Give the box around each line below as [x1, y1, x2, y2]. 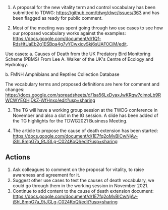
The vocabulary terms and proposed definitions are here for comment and [5, 81, 160, 87]
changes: [5, 87, 25, 93]
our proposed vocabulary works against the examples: [12, 30, 126, 36]
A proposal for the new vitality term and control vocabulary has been [12, 5, 156, 10]
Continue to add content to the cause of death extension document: [12, 188, 154, 194]
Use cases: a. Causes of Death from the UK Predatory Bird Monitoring [5, 51, 151, 57]
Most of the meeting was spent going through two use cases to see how [12, 25, 163, 31]
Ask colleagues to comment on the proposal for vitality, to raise [12, 166, 144, 173]
